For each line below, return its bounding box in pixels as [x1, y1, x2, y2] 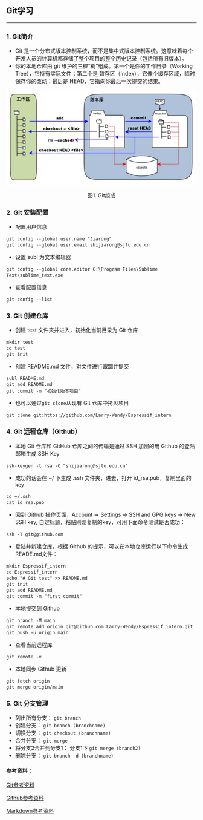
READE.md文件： [14, 550, 59, 557]
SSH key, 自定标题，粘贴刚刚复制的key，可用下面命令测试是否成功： [14, 518, 185, 525]
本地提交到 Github [14, 605, 60, 612]
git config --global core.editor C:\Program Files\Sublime [6, 266, 158, 272]
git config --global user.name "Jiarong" [6, 236, 112, 242]
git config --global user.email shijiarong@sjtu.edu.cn [6, 242, 150, 248]
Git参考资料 [6, 781, 35, 789]
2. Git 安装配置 [6, 208, 49, 217]
